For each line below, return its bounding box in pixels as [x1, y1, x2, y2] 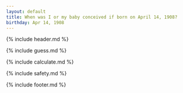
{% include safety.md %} [6, 70, 67, 77]
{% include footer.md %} [6, 81, 66, 88]
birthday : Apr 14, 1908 [6, 19, 65, 25]
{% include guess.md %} [6, 47, 66, 54]
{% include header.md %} [6, 36, 69, 43]
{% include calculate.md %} [6, 58, 74, 65]
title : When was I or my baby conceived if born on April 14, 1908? [6, 14, 178, 20]
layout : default [6, 8, 46, 15]
